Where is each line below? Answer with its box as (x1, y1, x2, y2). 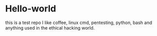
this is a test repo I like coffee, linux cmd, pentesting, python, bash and (5, 19, 152, 25)
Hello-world (5, 3, 57, 14)
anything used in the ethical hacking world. (5, 24, 95, 30)
